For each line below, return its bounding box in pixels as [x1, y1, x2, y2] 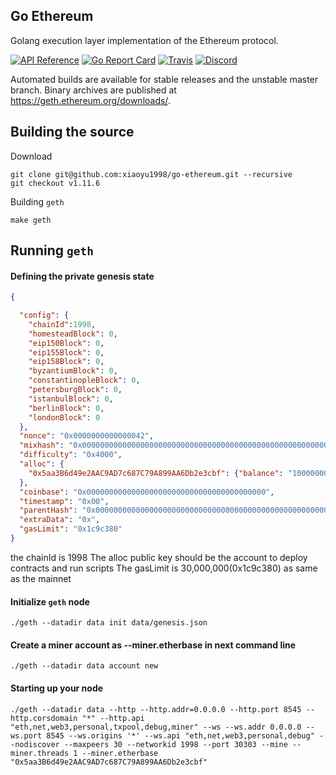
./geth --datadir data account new [10, 661, 159, 671]
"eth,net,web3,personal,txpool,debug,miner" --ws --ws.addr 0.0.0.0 [10, 722, 302, 732]
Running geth [10, 242, 95, 259]
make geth [10, 215, 52, 225]
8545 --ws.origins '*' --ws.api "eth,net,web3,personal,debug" [46, 730, 315, 741]
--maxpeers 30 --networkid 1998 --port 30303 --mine [63, 739, 288, 749]
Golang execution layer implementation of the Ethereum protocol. [10, 34, 279, 46]
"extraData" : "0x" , [19, 515, 101, 525]
